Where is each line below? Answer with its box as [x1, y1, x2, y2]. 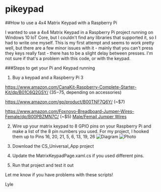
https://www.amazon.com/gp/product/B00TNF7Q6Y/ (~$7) [5, 98, 125, 104]
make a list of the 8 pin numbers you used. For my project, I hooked [12, 128, 149, 134]
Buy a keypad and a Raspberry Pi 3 [12, 74, 83, 80]
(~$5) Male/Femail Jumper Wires [59, 113, 127, 119]
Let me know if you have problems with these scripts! [5, 171, 113, 178]
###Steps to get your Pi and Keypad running [5, 65, 95, 71]
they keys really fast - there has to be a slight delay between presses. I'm [5, 50, 153, 56]
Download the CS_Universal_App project [12, 143, 94, 149]
